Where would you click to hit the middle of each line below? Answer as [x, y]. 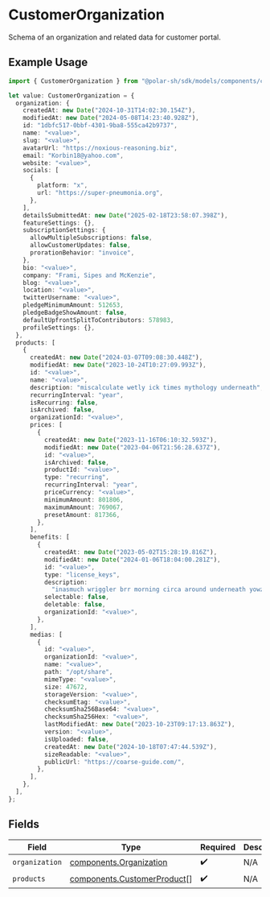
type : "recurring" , [77, 477]
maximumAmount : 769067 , [84, 507]
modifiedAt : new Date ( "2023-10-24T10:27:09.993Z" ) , [118, 365]
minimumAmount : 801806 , [84, 500]
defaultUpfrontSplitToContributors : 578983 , [98, 320]
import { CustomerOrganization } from [73, 81]
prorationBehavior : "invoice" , [82, 253]
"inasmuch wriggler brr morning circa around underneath [149, 589]
